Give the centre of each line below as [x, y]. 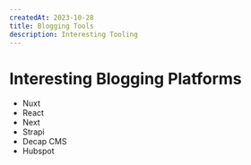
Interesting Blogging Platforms [125, 78]
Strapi [33, 132]
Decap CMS [44, 142]
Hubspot [38, 151]
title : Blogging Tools [52, 26]
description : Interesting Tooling [74, 34]
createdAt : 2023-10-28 [52, 17]
